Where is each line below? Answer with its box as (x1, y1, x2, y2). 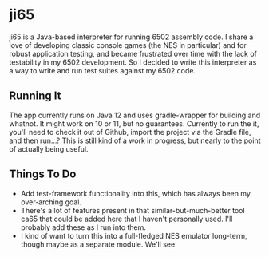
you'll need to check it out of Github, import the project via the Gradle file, (9, 127, 251, 136)
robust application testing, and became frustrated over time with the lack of (9, 49, 258, 58)
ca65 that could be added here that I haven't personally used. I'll (20, 214, 233, 223)
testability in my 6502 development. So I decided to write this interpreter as (9, 57, 257, 67)
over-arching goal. (20, 197, 82, 207)
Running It (9, 89, 61, 103)
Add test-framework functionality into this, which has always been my (20, 188, 251, 198)
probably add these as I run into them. (20, 222, 147, 232)
